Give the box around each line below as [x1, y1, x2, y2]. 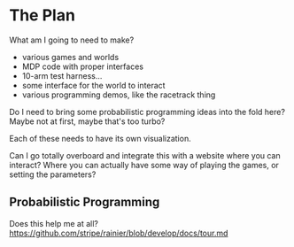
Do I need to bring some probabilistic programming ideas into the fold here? [9, 106, 286, 117]
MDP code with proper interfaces [21, 61, 144, 72]
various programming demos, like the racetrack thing [21, 89, 216, 100]
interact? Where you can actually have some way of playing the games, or [9, 159, 279, 170]
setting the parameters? [9, 169, 97, 180]
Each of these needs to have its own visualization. [9, 133, 192, 143]
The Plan [9, 5, 75, 26]
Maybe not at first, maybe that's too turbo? [9, 116, 166, 127]
